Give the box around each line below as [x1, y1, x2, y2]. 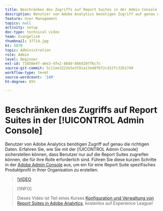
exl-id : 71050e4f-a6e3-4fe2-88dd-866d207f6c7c [5, 61, 101, 66]
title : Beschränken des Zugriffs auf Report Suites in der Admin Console [5, 7, 158, 12]
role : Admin [5, 52, 29, 57]
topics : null [5, 20, 32, 26]
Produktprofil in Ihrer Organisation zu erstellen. [5, 167, 98, 173]
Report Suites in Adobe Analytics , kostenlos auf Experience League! [16, 200, 153, 206]
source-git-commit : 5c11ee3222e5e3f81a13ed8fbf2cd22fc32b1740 [5, 66, 133, 71]
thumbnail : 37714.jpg [5, 39, 49, 44]
